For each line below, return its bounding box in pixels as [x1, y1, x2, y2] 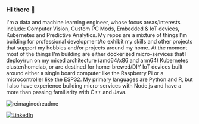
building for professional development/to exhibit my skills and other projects [6, 38, 193, 45]
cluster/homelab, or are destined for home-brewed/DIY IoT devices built [6, 63, 183, 70]
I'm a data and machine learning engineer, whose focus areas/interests [6, 19, 181, 26]
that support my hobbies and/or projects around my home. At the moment [6, 44, 188, 51]
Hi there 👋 [6, 5, 36, 14]
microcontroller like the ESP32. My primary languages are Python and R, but [6, 76, 193, 83]
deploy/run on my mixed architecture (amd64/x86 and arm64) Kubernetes [6, 57, 189, 64]
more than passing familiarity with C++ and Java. [6, 89, 127, 96]
